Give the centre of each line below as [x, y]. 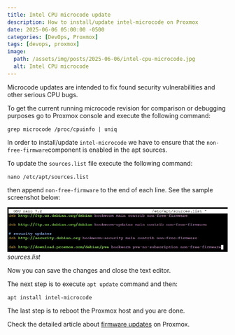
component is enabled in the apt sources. [108, 150]
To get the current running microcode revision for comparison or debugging [116, 108]
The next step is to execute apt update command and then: [93, 284]
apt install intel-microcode [50, 298]
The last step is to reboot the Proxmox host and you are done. [96, 311]
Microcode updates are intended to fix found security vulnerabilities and [111, 87]
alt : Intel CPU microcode [51, 66]
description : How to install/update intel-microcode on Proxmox [103, 22]
